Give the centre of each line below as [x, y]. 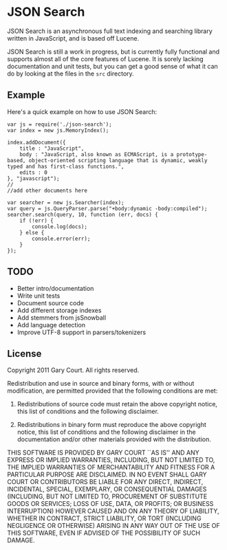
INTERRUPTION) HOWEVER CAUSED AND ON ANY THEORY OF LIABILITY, [113, 511]
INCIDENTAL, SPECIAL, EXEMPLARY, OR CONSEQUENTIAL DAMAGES [107, 489]
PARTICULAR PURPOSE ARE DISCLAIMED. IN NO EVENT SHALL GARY [107, 474]
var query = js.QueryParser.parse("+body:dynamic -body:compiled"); [107, 208]
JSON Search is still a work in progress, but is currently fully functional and [113, 52]
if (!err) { [36, 221]
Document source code [51, 302]
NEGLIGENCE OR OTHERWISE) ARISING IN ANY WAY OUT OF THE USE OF [113, 526]
